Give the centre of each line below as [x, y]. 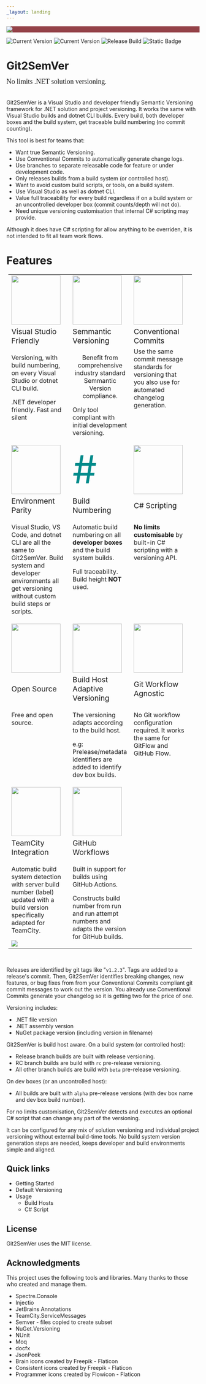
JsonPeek [28, 1355]
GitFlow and [151, 745]
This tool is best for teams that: [45, 140]
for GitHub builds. [98, 936]
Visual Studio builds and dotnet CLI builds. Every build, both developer [95, 115]
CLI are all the [31, 542]
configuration [153, 723]
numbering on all [97, 534]
